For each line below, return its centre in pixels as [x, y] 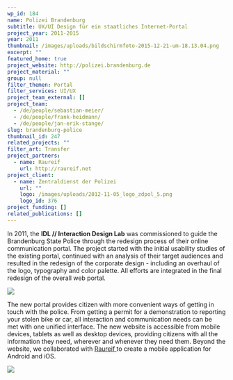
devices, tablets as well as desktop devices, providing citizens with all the [113, 333]
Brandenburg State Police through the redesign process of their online [108, 241]
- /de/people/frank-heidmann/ [57, 117]
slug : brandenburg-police [45, 130]
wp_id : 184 [23, 14]
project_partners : [34, 156]
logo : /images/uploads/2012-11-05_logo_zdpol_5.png [96, 195]
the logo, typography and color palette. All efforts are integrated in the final [115, 270]
